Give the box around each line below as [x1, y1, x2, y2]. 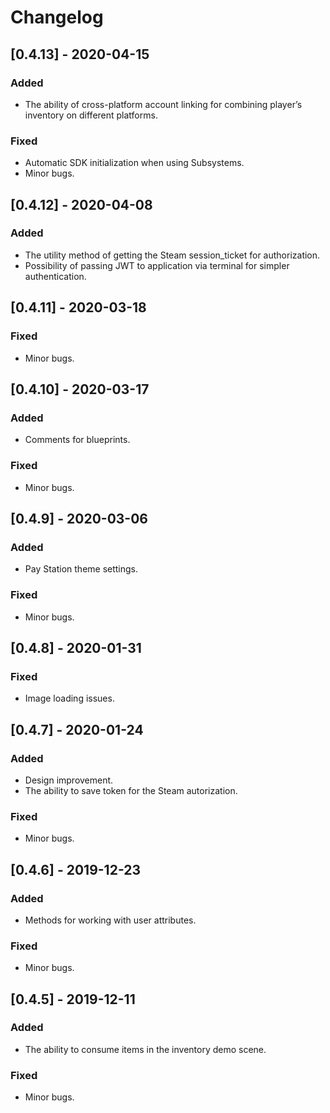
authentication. [24, 270, 87, 282]
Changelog [10, 6, 104, 29]
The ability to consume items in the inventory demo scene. [24, 1043, 267, 1055]
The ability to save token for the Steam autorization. [24, 784, 238, 796]
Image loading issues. [24, 692, 115, 705]
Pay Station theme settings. [24, 563, 139, 575]
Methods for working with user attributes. [24, 914, 197, 926]
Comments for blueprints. [24, 434, 131, 446]
